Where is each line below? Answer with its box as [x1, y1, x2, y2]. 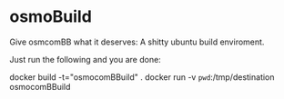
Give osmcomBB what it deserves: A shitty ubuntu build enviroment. [9, 36, 265, 47]
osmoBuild [9, 6, 93, 27]
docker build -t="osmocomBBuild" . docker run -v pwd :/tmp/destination [9, 71, 275, 83]
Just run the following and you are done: [9, 54, 161, 64]
